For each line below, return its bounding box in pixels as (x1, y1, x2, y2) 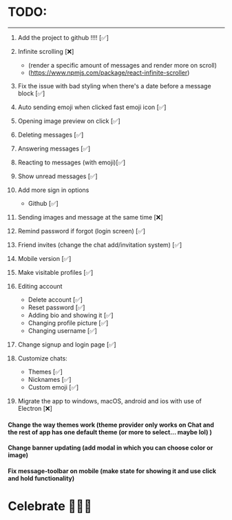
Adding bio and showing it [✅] (28, 311, 114, 319)
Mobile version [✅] (17, 254, 72, 262)
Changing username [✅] (28, 326, 97, 335)
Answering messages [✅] (17, 144, 91, 153)
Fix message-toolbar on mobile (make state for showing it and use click (8, 467, 216, 475)
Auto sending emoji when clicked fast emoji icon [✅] (17, 103, 167, 111)
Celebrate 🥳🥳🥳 (8, 498, 92, 514)
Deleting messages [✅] (17, 131, 84, 139)
